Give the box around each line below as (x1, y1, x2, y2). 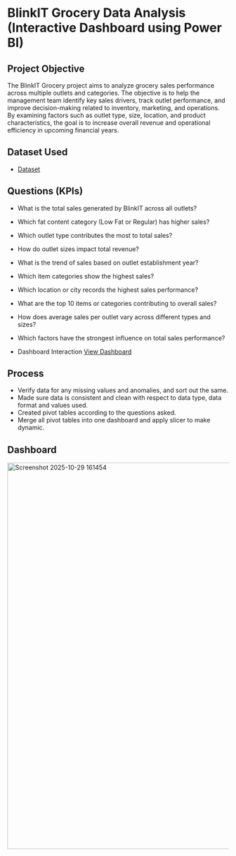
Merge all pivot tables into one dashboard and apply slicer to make (17, 416, 211, 424)
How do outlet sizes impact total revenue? (17, 244, 139, 253)
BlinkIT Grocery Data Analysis (7, 5, 186, 21)
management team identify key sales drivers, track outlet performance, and (7, 96, 226, 105)
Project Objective (7, 62, 85, 74)
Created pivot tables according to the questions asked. (17, 408, 177, 417)
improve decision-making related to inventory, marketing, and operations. (7, 104, 220, 112)
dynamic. (17, 423, 45, 432)
